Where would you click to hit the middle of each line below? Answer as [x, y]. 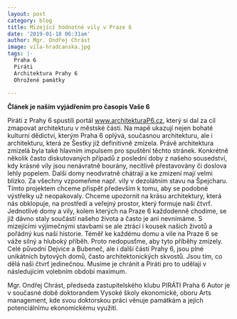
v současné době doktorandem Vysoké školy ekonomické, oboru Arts [109, 293]
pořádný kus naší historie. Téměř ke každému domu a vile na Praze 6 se [113, 234]
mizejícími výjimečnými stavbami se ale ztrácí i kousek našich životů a [110, 226]
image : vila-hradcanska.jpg [49, 47]
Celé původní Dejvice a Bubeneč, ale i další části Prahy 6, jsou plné [106, 249]
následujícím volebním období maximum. [67, 271]
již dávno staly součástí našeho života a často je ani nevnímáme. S [105, 219]
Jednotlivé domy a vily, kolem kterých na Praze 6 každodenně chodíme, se [117, 211]
